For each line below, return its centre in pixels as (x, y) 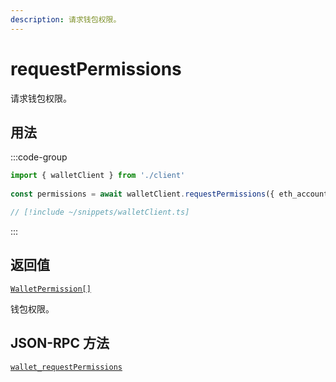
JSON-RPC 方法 (60, 343)
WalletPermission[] (51, 289)
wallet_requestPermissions (66, 367)
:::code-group (39, 157)
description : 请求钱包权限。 (66, 19)
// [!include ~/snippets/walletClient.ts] (100, 212)
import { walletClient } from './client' (98, 176)
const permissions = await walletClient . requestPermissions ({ (142, 194)
